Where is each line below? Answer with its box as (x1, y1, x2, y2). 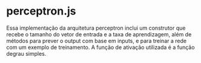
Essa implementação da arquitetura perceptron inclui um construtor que (6, 24, 186, 31)
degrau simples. (6, 50, 47, 57)
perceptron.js (6, 4, 77, 18)
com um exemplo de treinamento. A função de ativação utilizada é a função (6, 44, 195, 51)
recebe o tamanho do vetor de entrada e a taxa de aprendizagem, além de (6, 30, 192, 38)
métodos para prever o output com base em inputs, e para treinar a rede (6, 37, 186, 44)
